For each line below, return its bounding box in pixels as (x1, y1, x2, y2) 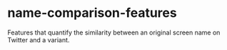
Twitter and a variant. (7, 35, 70, 44)
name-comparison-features (7, 5, 177, 21)
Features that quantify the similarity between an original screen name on (7, 28, 221, 37)
